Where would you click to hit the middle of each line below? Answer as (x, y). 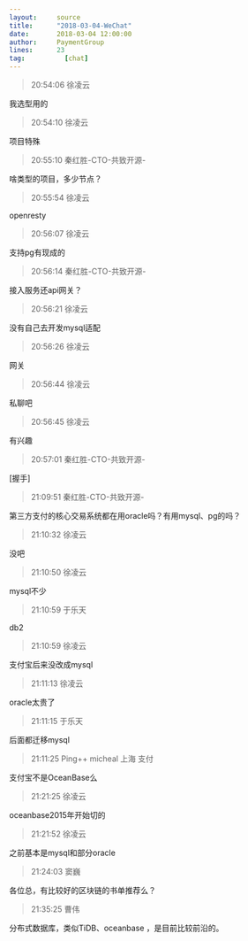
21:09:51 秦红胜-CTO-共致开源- (87, 497)
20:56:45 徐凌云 (60, 422)
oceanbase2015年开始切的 (57, 815)
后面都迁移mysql (40, 740)
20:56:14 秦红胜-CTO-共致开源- (88, 271)
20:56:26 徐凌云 (60, 347)
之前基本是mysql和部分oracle (63, 852)
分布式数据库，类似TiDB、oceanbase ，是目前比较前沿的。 (116, 928)
